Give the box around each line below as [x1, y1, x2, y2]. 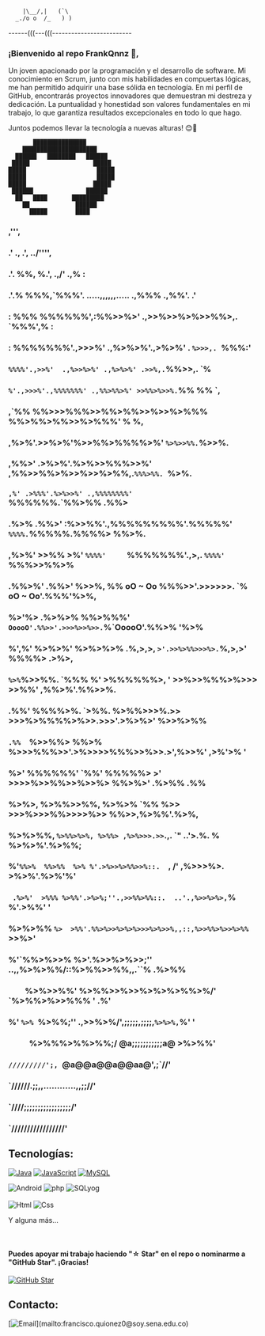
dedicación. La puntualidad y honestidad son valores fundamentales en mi [8, 100, 251, 109]
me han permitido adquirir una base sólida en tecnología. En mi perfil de [8, 83, 243, 93]
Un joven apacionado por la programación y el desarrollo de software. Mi [8, 66, 247, 75]
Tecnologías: [8, 1148, 74, 1161]
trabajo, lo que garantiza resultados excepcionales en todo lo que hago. [8, 108, 242, 118]
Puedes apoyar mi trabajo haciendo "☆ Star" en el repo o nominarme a [8, 1249, 246, 1258]
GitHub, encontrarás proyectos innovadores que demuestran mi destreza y [8, 91, 252, 101]
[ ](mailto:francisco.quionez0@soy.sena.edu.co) [8, 1319, 189, 1329]
